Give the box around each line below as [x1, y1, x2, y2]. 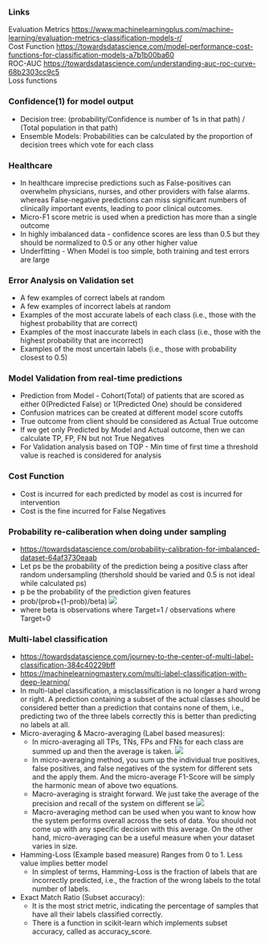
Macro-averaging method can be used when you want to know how [31, 808, 257, 817]
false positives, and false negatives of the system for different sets [31, 763, 253, 773]
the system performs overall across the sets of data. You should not [31, 816, 257, 825]
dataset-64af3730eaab [19, 553, 98, 563]
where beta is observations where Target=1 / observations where [19, 605, 236, 615]
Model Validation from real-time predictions [8, 372, 183, 384]
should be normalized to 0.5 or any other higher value [19, 238, 198, 247]
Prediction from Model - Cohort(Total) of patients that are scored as [19, 391, 245, 401]
